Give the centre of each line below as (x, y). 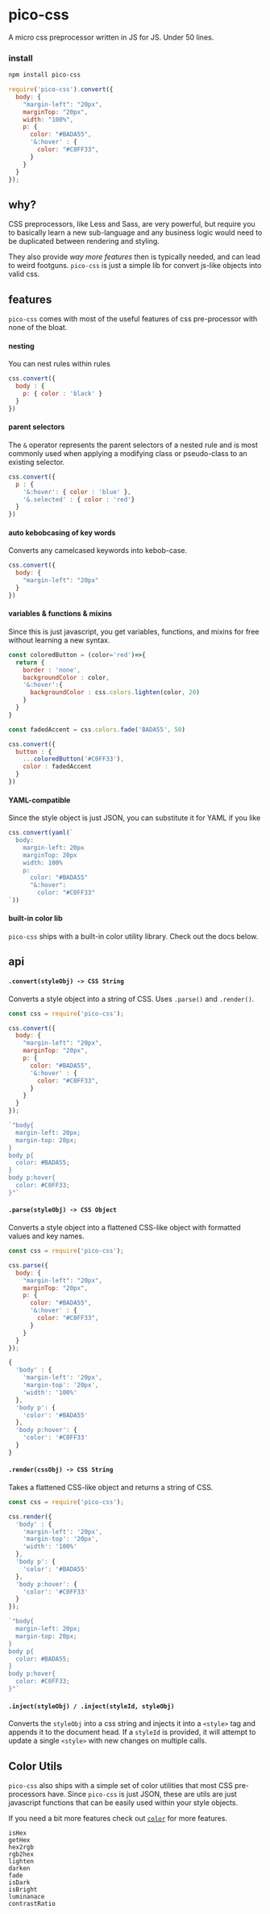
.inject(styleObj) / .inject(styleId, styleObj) (91, 1706)
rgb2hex (21, 1854)
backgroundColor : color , (66, 677)
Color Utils (35, 1766)
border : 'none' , (52, 670)
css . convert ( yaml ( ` (41, 833)
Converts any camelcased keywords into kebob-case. (98, 551)
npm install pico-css (45, 75)
